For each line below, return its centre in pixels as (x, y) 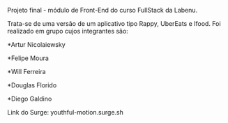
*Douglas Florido (32, 85)
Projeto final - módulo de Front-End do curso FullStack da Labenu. (102, 10)
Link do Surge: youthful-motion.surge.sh (66, 112)
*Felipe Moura (28, 58)
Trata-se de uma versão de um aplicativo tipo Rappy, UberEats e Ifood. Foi (114, 23)
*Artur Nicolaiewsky (37, 44)
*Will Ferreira (27, 72)
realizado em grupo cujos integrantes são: (68, 31)
